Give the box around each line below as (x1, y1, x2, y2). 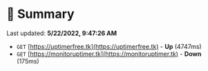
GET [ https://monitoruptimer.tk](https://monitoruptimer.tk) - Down (16, 50, 202, 58)
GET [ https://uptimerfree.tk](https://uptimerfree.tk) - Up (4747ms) (16, 42, 202, 50)
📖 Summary (6, 6, 75, 22)
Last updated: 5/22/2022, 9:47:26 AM (6, 29, 117, 37)
